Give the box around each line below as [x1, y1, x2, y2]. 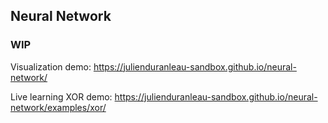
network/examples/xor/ [10, 101, 107, 113]
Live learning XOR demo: [10, 90, 113, 103]
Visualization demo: [10, 60, 92, 73]
